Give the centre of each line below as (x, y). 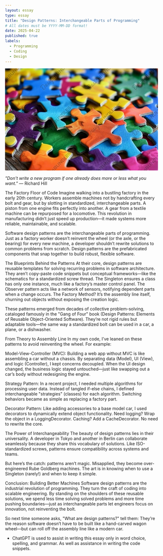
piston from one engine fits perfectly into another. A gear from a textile (76, 208)
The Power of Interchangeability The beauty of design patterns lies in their (80, 433)
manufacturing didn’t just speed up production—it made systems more (76, 218)
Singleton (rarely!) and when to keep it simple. (51, 473)
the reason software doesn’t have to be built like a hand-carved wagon (76, 523)
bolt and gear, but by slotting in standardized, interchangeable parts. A (76, 203)
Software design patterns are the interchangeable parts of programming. (78, 233)
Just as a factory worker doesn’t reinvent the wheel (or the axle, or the (75, 238)
